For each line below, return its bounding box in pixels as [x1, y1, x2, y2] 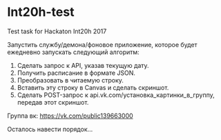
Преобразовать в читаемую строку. [17, 76, 124, 84]
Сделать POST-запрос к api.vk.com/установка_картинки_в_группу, [17, 91, 215, 99]
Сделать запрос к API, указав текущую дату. [17, 61, 150, 69]
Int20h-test [7, 4, 75, 20]
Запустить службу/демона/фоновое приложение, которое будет [7, 40, 198, 49]
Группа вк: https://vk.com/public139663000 [7, 112, 133, 120]
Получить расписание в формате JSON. [17, 69, 136, 77]
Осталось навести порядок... [7, 125, 93, 133]
